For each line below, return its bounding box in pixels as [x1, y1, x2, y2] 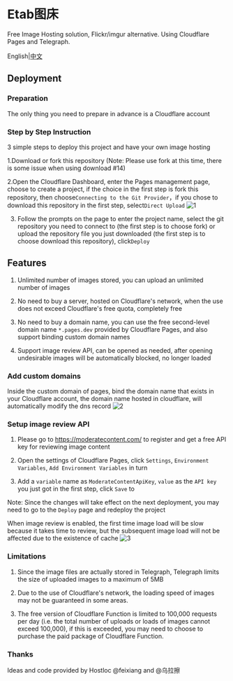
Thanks [7, 649, 33, 659]
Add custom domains [7, 371, 82, 381]
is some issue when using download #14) [7, 164, 126, 172]
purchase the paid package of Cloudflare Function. [17, 631, 164, 640]
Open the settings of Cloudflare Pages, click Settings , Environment [17, 456, 209, 465]
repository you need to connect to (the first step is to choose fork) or [17, 222, 216, 230]
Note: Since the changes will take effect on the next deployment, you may [7, 498, 220, 507]
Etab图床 [7, 6, 59, 22]
